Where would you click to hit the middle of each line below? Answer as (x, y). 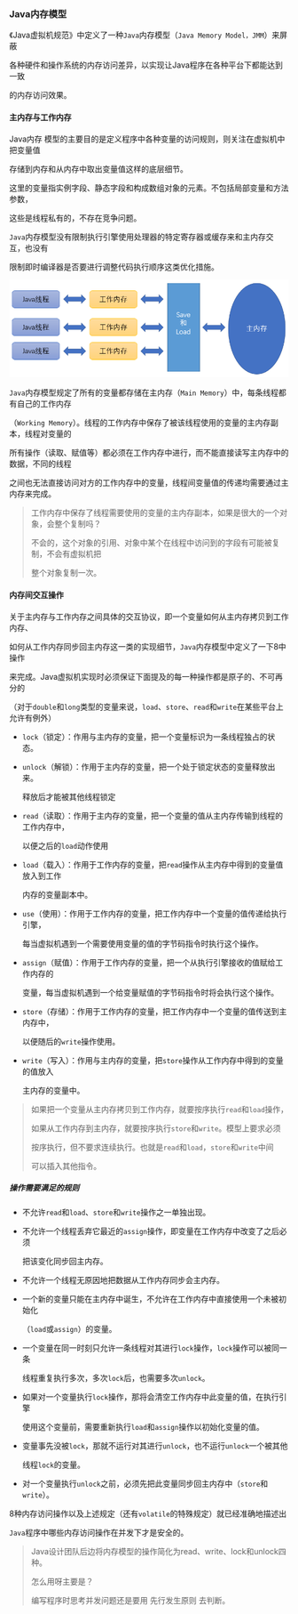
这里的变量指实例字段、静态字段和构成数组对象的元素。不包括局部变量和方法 (149, 188)
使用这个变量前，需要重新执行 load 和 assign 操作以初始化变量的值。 (143, 1426)
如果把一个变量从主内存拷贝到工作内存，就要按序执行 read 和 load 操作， (160, 1109)
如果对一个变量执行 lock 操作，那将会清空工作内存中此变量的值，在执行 (150, 1396)
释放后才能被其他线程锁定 (69, 796)
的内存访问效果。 (40, 95)
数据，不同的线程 (40, 464)
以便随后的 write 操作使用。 (71, 1041)
